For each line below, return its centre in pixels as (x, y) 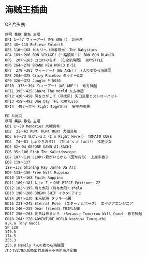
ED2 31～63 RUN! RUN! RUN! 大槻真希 (41, 131)
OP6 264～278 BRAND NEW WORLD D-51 (40, 65)
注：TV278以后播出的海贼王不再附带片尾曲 (41, 250)
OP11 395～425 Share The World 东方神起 (44, 91)
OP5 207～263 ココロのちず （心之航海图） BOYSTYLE (54, 60)
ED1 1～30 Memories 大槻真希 (33, 126)
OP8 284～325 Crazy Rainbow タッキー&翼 (44, 76)
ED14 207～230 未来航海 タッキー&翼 (38, 198)
